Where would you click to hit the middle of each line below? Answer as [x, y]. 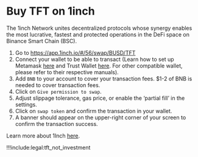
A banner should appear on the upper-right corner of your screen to [101, 117]
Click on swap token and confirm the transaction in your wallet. [94, 111]
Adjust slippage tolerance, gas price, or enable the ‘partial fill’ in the [100, 98]
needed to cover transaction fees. [58, 85]
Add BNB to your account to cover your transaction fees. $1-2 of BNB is [104, 78]
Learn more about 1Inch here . [43, 136]
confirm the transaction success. [57, 124]
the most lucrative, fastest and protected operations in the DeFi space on [98, 34]
